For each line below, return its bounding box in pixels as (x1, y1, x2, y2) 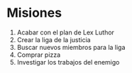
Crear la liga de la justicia (16, 35, 91, 44)
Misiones (6, 5, 62, 21)
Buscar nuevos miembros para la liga (16, 43, 126, 51)
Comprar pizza (16, 51, 61, 59)
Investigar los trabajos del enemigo (16, 58, 120, 66)
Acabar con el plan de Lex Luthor (16, 28, 115, 36)
